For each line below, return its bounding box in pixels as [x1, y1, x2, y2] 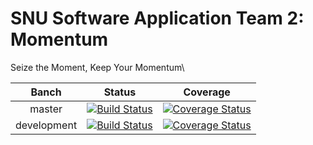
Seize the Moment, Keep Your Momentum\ [10, 61, 185, 73]
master [29, 102, 63, 116]
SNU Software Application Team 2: [10, 7, 305, 30]
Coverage [183, 85, 231, 99]
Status [103, 85, 137, 99]
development [15, 118, 78, 132]
